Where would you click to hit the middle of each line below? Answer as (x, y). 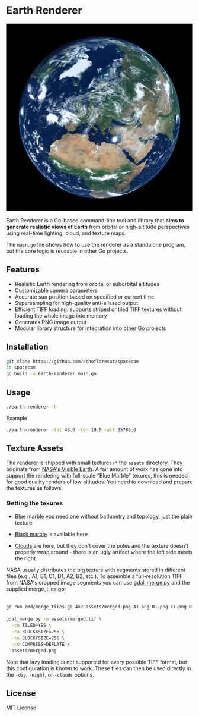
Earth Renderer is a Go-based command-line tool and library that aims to (95, 220)
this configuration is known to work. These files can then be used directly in (99, 668)
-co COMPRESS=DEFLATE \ (41, 644)
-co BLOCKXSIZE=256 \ (38, 632)
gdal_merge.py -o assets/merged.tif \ (54, 619)
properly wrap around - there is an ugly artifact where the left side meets (104, 552)
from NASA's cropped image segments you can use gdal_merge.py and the (98, 582)
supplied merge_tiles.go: (36, 589)
